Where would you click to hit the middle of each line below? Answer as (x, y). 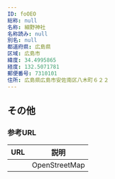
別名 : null (22, 40)
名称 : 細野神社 (27, 27)
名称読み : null (28, 34)
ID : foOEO (22, 14)
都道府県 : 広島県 (29, 47)
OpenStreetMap (58, 166)
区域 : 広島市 (24, 54)
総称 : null (22, 21)
